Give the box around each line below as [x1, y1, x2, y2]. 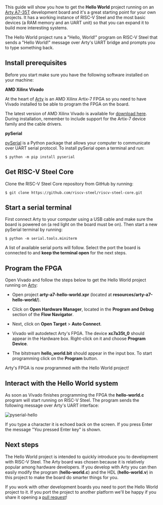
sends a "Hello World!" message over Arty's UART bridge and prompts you [5, 40, 156, 45]
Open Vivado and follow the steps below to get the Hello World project [5, 277, 146, 283]
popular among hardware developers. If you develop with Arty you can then [5, 464, 157, 470]
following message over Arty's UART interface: [5, 402, 99, 408]
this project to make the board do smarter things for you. [5, 474, 119, 480]
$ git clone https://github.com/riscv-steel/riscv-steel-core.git [5, 190, 143, 195]
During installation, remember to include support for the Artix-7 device [5, 116, 146, 122]
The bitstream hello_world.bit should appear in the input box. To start [12, 350, 152, 356]
